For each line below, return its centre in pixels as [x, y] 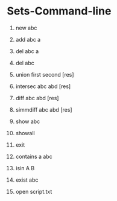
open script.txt [34, 191]
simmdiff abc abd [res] [44, 109]
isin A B [25, 168]
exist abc [27, 180]
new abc [26, 28]
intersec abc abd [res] [43, 86]
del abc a [27, 51]
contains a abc [34, 156]
